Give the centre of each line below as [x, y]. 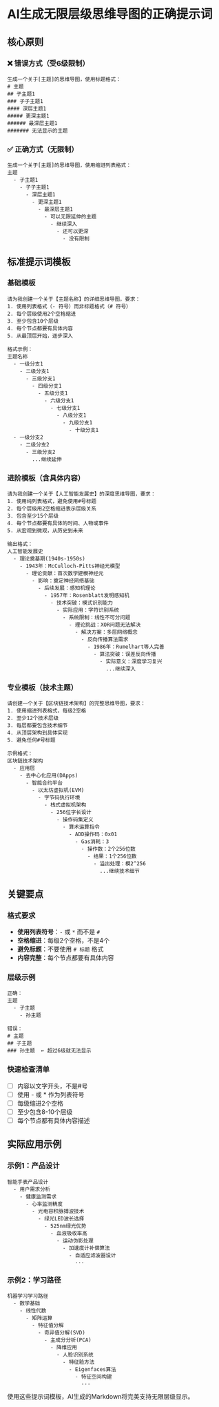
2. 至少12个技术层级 [33, 718]
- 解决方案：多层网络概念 [106, 632]
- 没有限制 [76, 239]
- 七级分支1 [65, 408]
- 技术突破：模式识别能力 [82, 603]
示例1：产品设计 [33, 1166]
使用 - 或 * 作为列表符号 [51, 1094]
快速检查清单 [29, 1070]
